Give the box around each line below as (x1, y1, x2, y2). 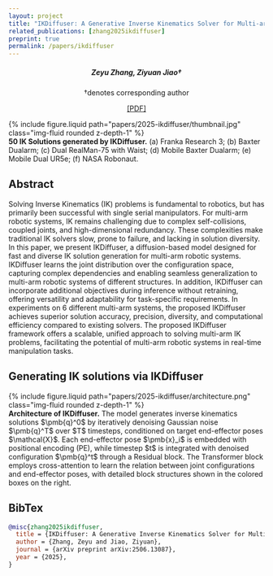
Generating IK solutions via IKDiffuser (8, 369, 204, 383)
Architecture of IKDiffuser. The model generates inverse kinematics (8, 408, 238, 418)
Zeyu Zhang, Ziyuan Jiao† (91, 67, 182, 77)
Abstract (8, 177, 54, 191)
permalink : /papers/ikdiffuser (8, 42, 115, 50)
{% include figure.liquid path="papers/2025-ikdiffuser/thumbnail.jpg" (8, 120, 241, 129)
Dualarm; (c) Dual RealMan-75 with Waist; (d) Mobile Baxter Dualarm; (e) (8, 146, 252, 155)
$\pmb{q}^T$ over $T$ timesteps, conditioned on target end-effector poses (8, 425, 264, 435)
